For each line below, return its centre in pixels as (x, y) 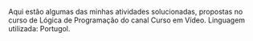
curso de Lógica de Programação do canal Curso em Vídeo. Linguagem (127, 20)
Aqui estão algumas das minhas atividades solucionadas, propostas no (126, 12)
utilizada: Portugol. (39, 29)
